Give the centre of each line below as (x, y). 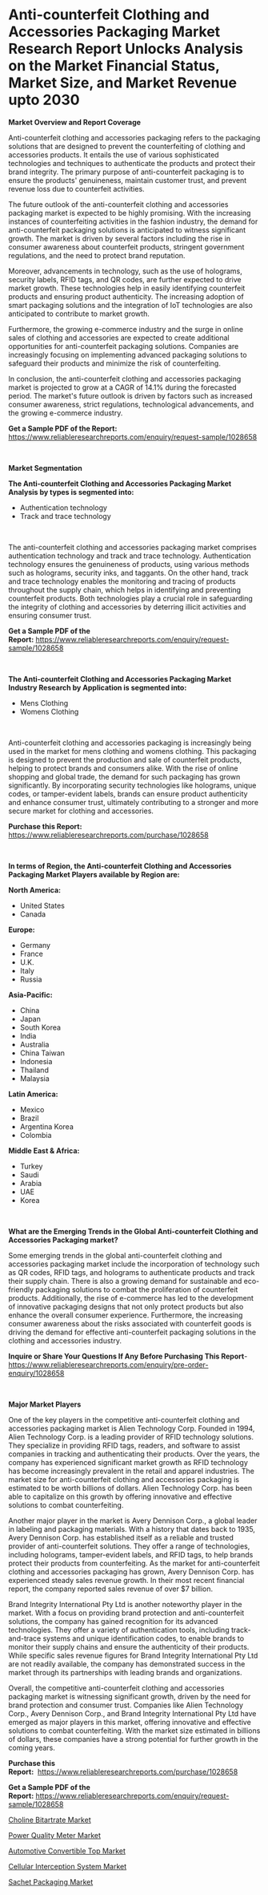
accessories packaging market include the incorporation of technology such (134, 1264)
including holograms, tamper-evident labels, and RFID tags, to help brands (131, 1554)
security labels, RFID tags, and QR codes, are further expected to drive (125, 279)
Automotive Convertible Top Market (67, 1851)
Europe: (22, 929)
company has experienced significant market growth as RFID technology (128, 1462)
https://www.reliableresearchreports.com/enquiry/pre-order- (108, 1364)
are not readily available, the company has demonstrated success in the (127, 1664)
